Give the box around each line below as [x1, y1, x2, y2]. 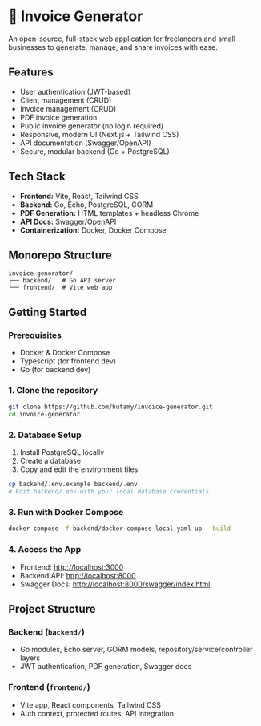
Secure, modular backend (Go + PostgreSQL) [19, 146, 170, 156]
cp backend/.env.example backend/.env [8, 481, 138, 489]
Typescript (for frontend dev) [19, 356, 117, 366]
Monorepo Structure [8, 248, 112, 262]
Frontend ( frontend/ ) [8, 682, 90, 693]
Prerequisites [8, 329, 62, 340]
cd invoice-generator [8, 411, 81, 419]
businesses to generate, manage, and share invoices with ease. [8, 42, 218, 51]
